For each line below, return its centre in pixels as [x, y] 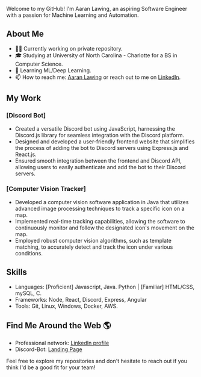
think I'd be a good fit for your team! [51, 367]
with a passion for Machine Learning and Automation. [73, 15]
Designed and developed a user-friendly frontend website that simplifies [105, 142]
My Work [24, 98]
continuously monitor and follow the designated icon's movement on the [104, 228]
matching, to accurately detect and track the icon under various [94, 247]
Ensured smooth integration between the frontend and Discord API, [98, 160]
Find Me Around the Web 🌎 [59, 326]
